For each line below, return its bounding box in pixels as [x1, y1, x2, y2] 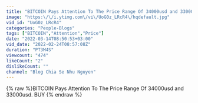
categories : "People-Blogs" [6, 25, 75, 31]
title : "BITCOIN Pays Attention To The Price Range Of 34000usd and [6, 8, 178, 15]
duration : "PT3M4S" [6, 47, 54, 53]
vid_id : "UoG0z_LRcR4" [6, 19, 62, 25]
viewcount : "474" [6, 52, 49, 58]
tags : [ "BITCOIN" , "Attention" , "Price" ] [6, 31, 104, 36]
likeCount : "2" [6, 58, 44, 64]
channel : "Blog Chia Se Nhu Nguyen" [6, 69, 96, 75]
